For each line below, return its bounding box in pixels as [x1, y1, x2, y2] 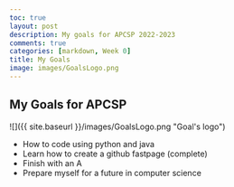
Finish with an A [22, 157, 83, 168]
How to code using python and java [22, 138, 155, 149]
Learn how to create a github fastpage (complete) [22, 148, 208, 159]
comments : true [9, 38, 67, 48]
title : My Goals [9, 55, 70, 64]
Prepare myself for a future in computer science [22, 167, 201, 178]
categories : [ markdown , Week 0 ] [9, 47, 131, 56]
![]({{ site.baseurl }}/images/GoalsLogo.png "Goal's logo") [9, 121, 226, 132]
